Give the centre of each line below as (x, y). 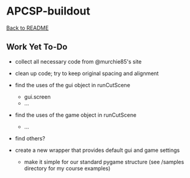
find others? (30, 138)
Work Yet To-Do (37, 47)
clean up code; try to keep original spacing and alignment (87, 73)
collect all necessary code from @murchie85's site (78, 61)
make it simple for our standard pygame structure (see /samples (104, 162)
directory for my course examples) (67, 168)
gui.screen (37, 97)
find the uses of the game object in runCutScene (76, 115)
